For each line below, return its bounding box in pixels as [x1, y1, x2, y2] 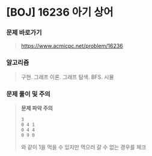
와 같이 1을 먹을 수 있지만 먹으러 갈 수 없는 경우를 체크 [20, 143, 147, 151]
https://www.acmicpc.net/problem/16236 [20, 43, 123, 50]
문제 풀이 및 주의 [6, 89, 50, 98]
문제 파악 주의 [20, 104, 53, 112]
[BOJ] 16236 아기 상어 [6, 5, 114, 19]
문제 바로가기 [6, 28, 42, 37]
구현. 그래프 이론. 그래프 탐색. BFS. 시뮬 [20, 73, 114, 80]
